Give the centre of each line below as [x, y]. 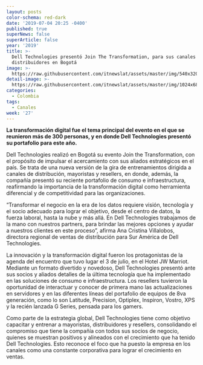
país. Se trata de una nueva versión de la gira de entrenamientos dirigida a [99, 167]
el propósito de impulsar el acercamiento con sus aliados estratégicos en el [100, 161]
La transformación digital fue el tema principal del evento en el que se [95, 130]
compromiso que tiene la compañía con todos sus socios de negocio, [93, 331]
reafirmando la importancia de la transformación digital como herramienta [98, 187]
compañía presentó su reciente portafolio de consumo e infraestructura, [96, 180]
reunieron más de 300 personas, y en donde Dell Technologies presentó [99, 137]
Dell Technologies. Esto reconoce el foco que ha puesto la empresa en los [98, 344]
